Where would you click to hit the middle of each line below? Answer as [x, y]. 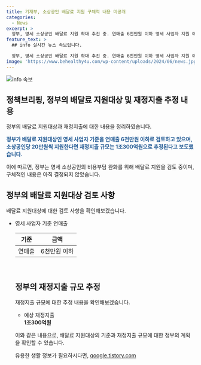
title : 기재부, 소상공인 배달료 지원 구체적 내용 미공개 [66, 12]
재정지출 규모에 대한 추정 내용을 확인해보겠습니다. [72, 302]
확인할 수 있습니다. [43, 343]
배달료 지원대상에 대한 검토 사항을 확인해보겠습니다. [66, 211]
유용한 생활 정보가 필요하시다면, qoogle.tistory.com [75, 355]
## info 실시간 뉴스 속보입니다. [47, 45]
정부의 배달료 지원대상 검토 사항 [61, 195]
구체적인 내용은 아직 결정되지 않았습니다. [53, 175]
